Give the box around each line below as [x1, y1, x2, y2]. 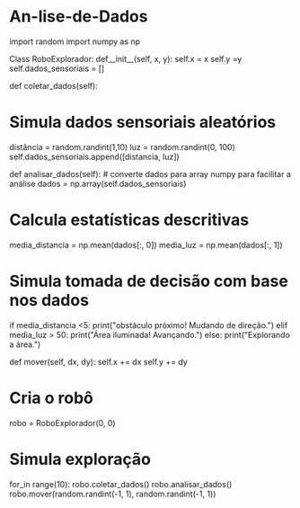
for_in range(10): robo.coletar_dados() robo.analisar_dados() [9, 478, 233, 489]
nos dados [9, 290, 90, 310]
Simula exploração [9, 449, 151, 469]
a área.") [9, 339, 41, 350]
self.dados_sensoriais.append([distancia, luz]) [9, 151, 180, 162]
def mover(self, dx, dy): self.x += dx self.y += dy [9, 356, 189, 367]
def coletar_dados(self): [9, 80, 99, 91]
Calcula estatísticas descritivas [9, 209, 250, 230]
